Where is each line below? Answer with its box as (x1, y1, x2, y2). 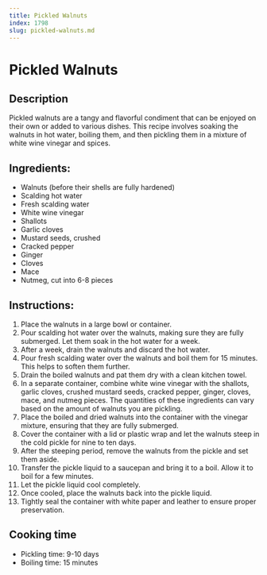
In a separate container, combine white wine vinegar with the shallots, (20, 379, 250, 388)
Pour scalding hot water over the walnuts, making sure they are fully (20, 328, 245, 338)
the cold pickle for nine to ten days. (20, 438, 137, 447)
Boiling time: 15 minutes (20, 558, 99, 567)
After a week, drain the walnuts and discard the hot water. (20, 345, 211, 354)
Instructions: (9, 299, 75, 312)
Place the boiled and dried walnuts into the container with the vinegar (20, 412, 249, 422)
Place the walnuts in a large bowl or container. (20, 319, 172, 329)
